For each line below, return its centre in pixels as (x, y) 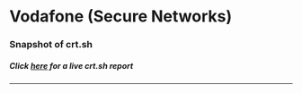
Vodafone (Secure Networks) (120, 17)
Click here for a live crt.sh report (71, 65)
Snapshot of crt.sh (51, 45)
